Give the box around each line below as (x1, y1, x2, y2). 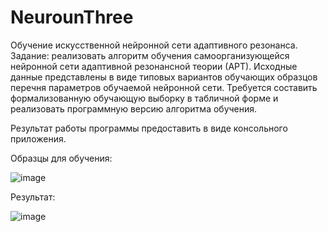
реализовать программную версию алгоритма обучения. (10, 102, 258, 115)
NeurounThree (10, 6, 134, 29)
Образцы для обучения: (10, 152, 113, 164)
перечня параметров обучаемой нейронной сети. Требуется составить (10, 81, 318, 93)
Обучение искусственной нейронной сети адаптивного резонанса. (10, 39, 298, 51)
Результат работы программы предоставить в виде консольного (10, 122, 288, 134)
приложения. (10, 132, 67, 145)
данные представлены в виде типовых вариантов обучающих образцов (10, 71, 318, 83)
